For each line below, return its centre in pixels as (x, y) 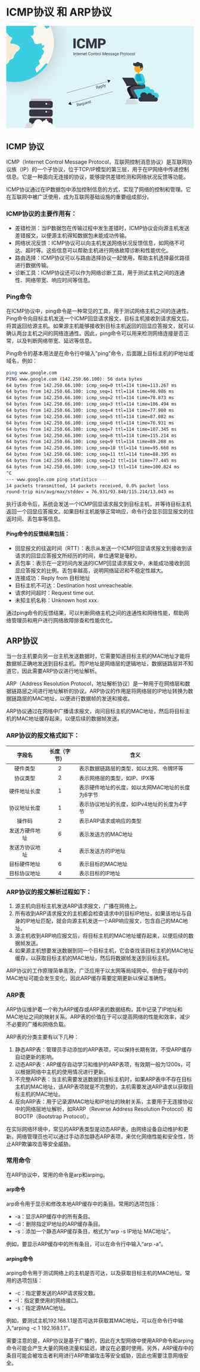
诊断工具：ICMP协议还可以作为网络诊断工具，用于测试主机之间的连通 (100, 272)
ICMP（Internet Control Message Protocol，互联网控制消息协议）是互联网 (97, 162)
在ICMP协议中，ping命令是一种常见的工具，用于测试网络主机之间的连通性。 (99, 311)
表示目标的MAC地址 (103, 864)
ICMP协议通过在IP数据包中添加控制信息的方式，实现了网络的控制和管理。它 (99, 189)
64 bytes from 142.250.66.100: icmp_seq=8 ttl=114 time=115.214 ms (92, 436)
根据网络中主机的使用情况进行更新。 (64, 1072)
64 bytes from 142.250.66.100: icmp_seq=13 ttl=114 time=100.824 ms (93, 467)
